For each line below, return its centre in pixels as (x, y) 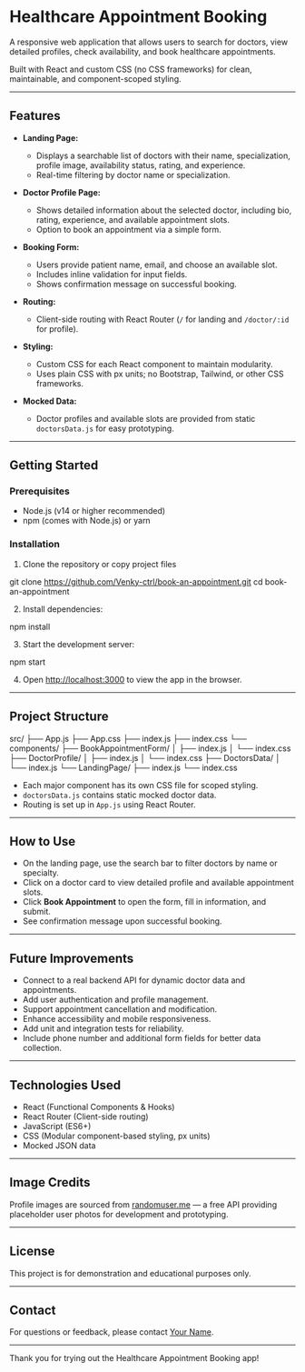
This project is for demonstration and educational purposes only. (130, 1273)
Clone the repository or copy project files (99, 564)
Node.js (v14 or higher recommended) (94, 511)
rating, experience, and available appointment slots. (133, 219)
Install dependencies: (63, 609)
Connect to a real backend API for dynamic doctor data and (134, 980)
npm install (30, 626)
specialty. (40, 873)
